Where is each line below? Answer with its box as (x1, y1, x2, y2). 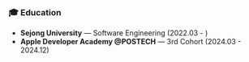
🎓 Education (8, 6, 62, 18)
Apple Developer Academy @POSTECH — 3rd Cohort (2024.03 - (19, 37, 242, 47)
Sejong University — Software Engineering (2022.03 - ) (19, 28, 208, 38)
